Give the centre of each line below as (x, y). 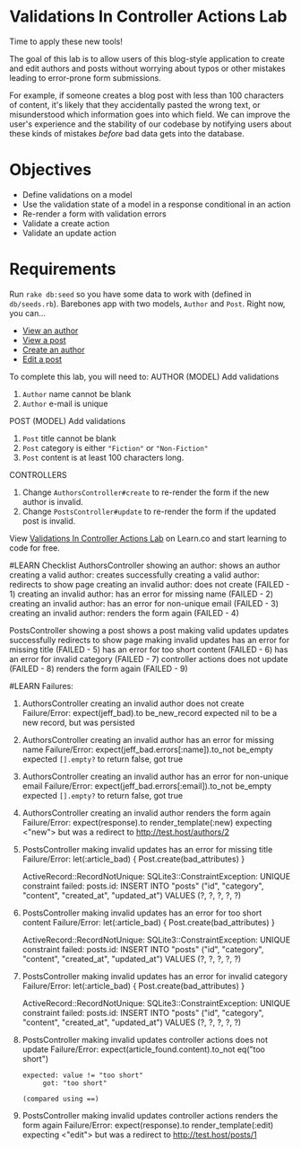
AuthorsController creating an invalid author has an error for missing (148, 739)
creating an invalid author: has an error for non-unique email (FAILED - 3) (144, 603)
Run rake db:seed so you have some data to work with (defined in (130, 294)
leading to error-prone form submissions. (85, 77)
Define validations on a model (77, 194)
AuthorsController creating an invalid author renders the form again (146, 813)
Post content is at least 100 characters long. (103, 457)
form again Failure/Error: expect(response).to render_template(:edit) (148, 1125)
